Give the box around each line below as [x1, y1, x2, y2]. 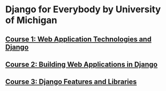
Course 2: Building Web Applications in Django [5, 60, 158, 69]
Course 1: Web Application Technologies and [5, 35, 152, 43]
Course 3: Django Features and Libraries [5, 78, 137, 86]
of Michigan [5, 14, 57, 26]
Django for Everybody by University [5, 4, 161, 15]
